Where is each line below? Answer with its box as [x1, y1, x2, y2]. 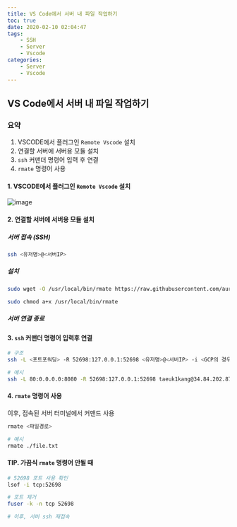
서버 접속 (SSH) [7, 233, 51, 241]
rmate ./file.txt [7, 442, 59, 449]
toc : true [7, 17, 37, 24]
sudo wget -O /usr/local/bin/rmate [7, 285, 112, 292]
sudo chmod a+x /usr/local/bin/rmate [7, 298, 119, 305]
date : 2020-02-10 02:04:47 [7, 23, 87, 30]
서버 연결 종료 [7, 314, 44, 323]
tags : [7, 30, 23, 37]
